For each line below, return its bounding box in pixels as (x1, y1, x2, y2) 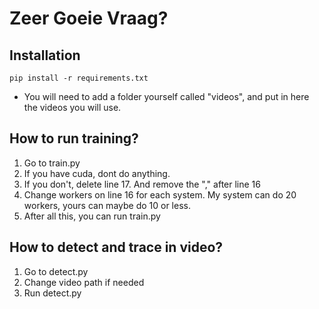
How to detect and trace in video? (9, 239, 224, 256)
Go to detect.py (23, 265, 89, 277)
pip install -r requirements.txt (9, 73, 149, 83)
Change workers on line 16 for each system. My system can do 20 (23, 188, 297, 201)
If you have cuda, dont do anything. (23, 167, 171, 179)
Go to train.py (23, 157, 81, 169)
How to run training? (9, 130, 139, 147)
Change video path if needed (23, 276, 145, 288)
